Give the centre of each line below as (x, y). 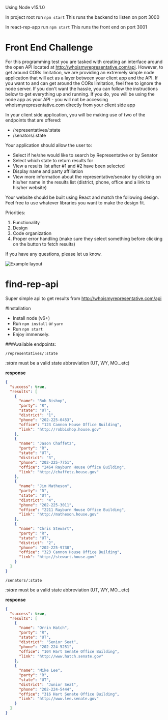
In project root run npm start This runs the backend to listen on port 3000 (82, 17)
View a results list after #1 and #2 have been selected (68, 166)
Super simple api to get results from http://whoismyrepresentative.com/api (83, 298)
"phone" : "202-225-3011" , (46, 505)
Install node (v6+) (31, 318)
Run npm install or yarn (38, 323)
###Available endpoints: (31, 344)
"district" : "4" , (37, 500)
